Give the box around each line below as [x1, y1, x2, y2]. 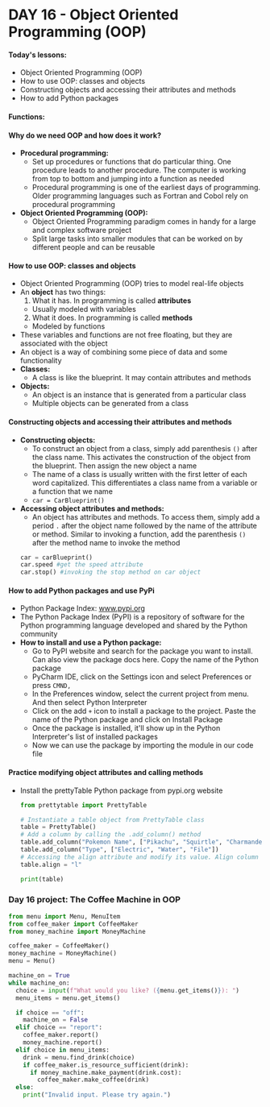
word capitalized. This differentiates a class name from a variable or [31, 478, 258, 487]
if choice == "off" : [15, 1009, 85, 1017]
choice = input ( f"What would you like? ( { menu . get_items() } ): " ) [15, 986, 240, 994]
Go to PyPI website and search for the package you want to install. [31, 646, 253, 656]
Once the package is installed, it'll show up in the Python [31, 723, 221, 733]
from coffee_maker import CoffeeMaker [8, 920, 139, 928]
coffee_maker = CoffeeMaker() [8, 942, 110, 950]
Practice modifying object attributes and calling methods [8, 768, 204, 777]
